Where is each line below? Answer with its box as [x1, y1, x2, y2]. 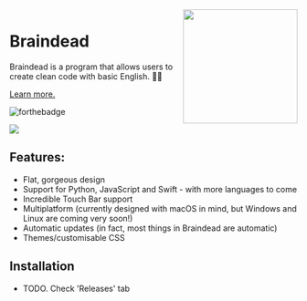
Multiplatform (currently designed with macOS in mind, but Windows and [22, 202, 297, 213]
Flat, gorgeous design [22, 173, 106, 185]
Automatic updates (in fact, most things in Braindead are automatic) [22, 223, 278, 234]
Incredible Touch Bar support [22, 193, 133, 204]
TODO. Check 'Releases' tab [22, 283, 131, 294]
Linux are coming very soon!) [22, 213, 133, 223]
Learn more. [9, 88, 56, 99]
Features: [9, 150, 66, 165]
